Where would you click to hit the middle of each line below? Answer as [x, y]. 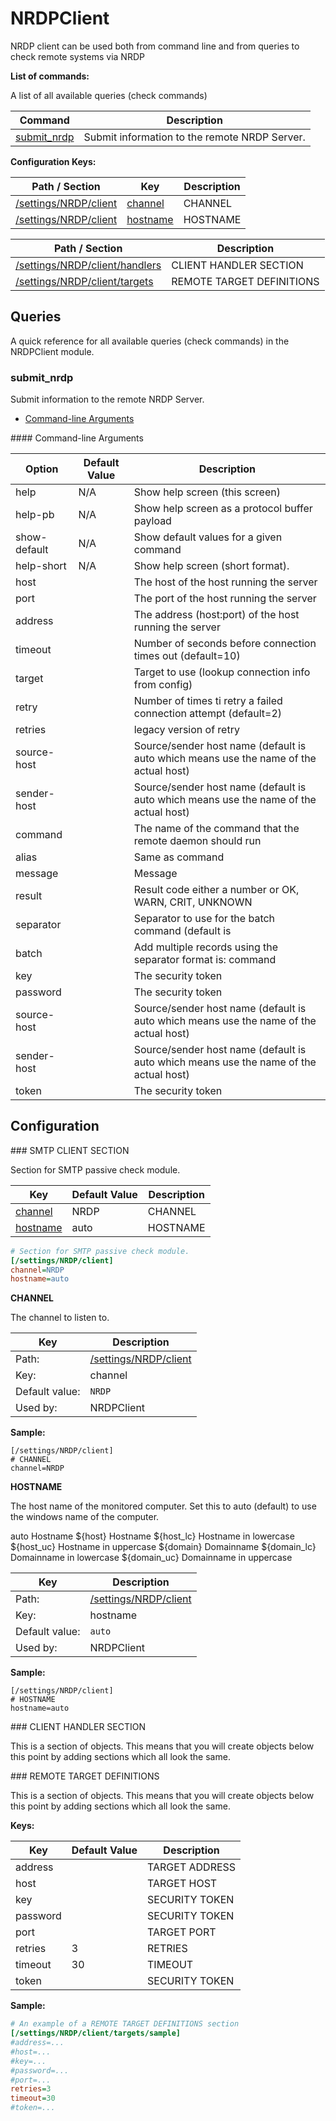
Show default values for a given [208, 537]
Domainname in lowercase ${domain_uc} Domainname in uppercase [151, 1558]
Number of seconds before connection [225, 644]
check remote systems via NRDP [77, 56]
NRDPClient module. [52, 351]
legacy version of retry [186, 730]
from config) [163, 685]
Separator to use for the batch [204, 919]
